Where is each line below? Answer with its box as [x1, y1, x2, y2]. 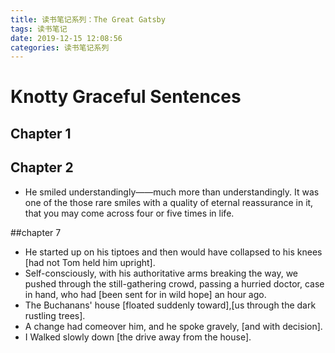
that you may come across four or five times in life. [24, 207, 235, 219]
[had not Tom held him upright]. [24, 256, 156, 268]
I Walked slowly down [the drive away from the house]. [24, 331, 252, 343]
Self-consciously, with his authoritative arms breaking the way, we [24, 267, 298, 279]
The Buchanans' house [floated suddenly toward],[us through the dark [24, 299, 317, 311]
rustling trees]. [24, 309, 86, 321]
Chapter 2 [10, 159, 74, 176]
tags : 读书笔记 [10, 24, 68, 34]
